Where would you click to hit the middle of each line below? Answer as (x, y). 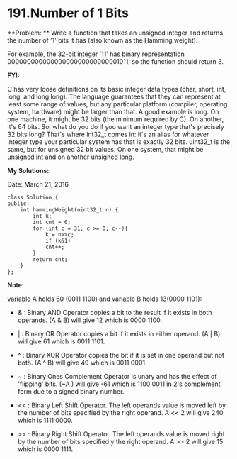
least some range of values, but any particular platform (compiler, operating (117, 104)
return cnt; (51, 259)
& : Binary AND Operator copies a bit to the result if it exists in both (115, 312)
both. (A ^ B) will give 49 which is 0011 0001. (82, 363)
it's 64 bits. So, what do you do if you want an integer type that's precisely (116, 126)
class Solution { (33, 197)
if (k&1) (58, 240)
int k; (42, 216)
